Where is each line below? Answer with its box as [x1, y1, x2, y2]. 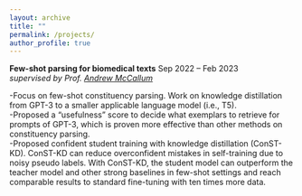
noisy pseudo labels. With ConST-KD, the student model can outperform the [9, 157, 294, 168]
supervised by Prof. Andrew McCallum [9, 73, 154, 84]
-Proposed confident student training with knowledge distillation [9, 138, 249, 149]
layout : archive [9, 13, 71, 23]
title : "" [9, 22, 47, 31]
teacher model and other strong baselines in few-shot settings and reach [9, 167, 282, 178]
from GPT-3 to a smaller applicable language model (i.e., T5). [9, 100, 237, 111]
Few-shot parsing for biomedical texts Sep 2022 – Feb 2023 [9, 63, 239, 74]
